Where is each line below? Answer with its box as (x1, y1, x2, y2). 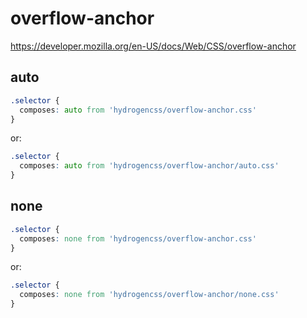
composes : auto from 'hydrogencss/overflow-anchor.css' (19, 105, 257, 115)
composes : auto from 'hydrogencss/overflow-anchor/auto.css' (19, 161, 280, 171)
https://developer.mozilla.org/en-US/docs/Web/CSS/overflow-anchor (10, 40, 297, 52)
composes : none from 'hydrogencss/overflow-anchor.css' (19, 233, 257, 244)
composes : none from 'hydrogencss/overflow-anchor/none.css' (19, 290, 280, 300)
